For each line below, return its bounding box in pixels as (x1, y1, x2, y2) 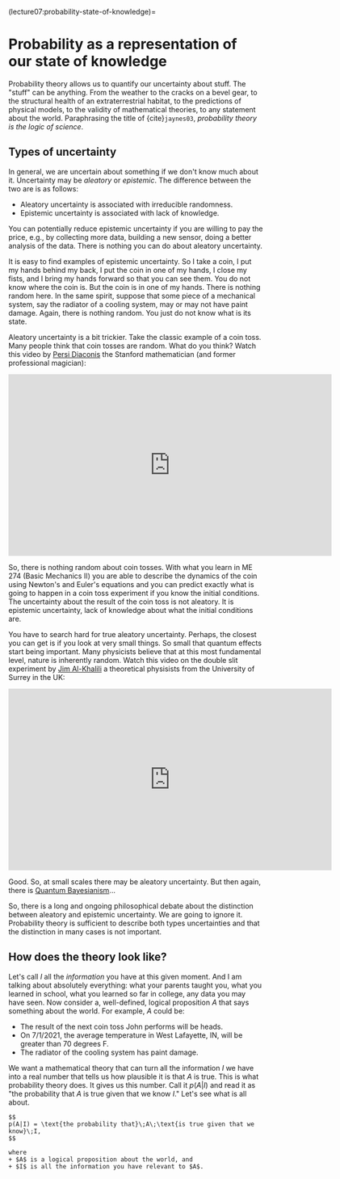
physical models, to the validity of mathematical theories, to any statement (8, 104, 256, 114)
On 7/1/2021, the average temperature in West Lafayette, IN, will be (19, 1030, 243, 1040)
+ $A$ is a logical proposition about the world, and (8, 1155, 194, 1164)
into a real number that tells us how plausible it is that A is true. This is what (8, 1072, 259, 1081)
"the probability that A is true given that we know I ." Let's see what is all (8, 1089, 247, 1098)
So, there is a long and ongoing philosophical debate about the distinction (8, 900, 254, 911)
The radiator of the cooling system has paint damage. (19, 1047, 199, 1057)
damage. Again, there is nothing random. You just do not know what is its (8, 308, 252, 317)
